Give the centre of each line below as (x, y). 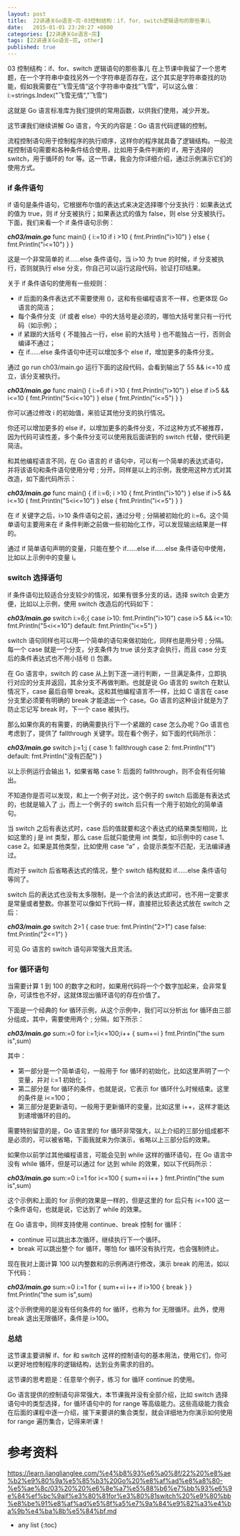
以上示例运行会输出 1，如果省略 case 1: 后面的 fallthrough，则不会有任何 (113, 771)
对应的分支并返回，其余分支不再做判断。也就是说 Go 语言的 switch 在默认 (121, 682)
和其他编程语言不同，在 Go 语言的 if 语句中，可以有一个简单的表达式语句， (117, 461)
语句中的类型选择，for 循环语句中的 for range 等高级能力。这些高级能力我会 (119, 1404)
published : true (31, 47)
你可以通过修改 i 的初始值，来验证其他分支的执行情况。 (88, 413)
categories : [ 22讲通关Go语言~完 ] (54, 34)
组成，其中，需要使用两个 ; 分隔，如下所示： (79, 1019)
